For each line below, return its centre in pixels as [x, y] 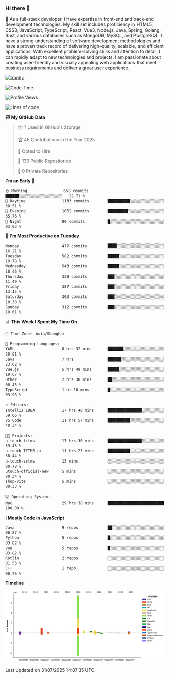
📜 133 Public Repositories [44, 161]
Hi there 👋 [18, 8]
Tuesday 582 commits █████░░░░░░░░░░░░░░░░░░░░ [85, 256]
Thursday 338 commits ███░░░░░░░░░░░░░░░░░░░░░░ [85, 277]
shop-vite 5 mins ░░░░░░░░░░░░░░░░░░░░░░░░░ [85, 482]
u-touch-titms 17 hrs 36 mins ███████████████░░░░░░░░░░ [85, 441]
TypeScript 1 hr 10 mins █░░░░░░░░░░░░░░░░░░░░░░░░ [85, 390]
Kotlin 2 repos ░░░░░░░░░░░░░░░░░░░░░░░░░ [85, 558]
